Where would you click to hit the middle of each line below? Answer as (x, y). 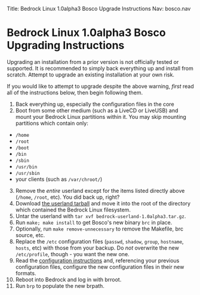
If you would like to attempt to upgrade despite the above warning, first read (101, 86)
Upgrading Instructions (66, 46)
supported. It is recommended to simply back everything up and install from (100, 68)
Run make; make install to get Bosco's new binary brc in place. (94, 222)
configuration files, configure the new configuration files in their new (100, 267)
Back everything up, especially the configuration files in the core (95, 104)
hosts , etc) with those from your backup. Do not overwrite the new (97, 248)
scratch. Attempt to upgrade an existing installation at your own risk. (91, 75)
